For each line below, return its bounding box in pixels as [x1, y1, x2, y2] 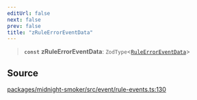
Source [7, 67, 39, 79]
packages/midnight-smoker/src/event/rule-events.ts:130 [7, 86, 166, 94]
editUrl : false [7, 10, 51, 17]
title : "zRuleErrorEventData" [7, 29, 94, 36]
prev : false [7, 22, 41, 29]
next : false [7, 16, 41, 23]
